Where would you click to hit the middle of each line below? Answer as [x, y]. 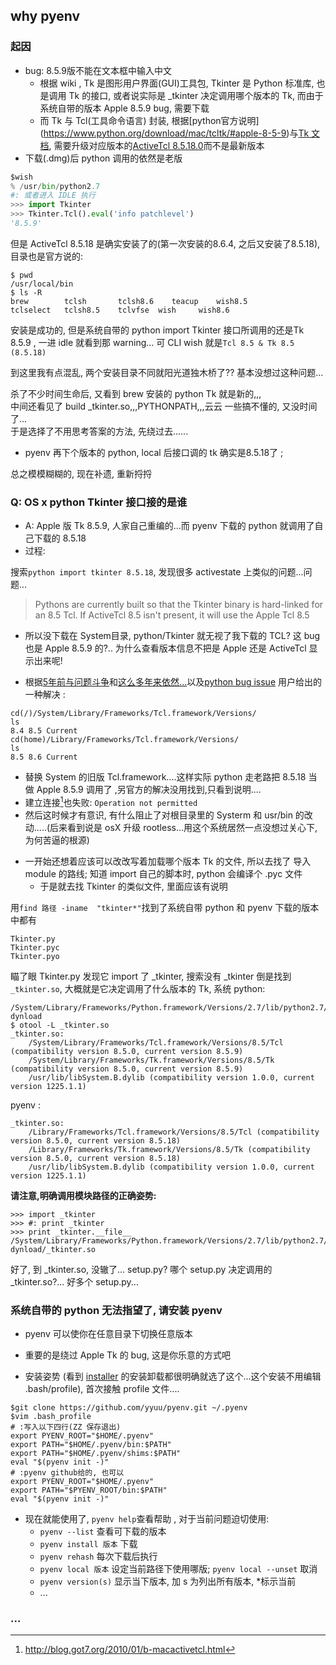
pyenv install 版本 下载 [88, 1544]
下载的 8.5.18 [60, 538]
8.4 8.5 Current [44, 731]
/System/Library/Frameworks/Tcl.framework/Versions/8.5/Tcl [156, 1042]
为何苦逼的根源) [57, 840]
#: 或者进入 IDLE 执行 [53, 195]
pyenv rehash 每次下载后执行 [98, 1556]
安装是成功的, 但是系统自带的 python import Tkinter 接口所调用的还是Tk [157, 330]
